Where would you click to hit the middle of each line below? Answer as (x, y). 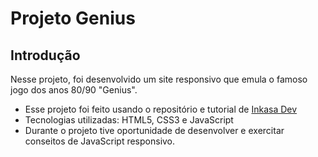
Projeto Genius (73, 18)
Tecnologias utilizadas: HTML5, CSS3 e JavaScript (129, 120)
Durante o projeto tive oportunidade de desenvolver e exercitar (154, 130)
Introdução (45, 55)
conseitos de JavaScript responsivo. (100, 141)
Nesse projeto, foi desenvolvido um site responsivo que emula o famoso (159, 79)
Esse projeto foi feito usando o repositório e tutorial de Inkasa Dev (161, 109)
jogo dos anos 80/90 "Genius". (74, 90)
